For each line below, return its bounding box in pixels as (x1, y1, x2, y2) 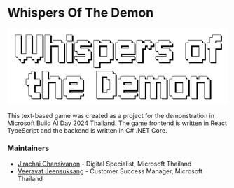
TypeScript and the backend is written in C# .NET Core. (7, 126, 167, 134)
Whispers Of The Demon (7, 5, 154, 21)
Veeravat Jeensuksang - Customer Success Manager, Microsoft (17, 166, 203, 175)
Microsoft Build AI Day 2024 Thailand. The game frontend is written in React (7, 119, 228, 127)
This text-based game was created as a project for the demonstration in (7, 111, 215, 120)
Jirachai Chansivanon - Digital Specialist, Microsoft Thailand (17, 159, 192, 168)
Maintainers (7, 143, 50, 153)
